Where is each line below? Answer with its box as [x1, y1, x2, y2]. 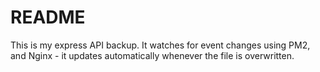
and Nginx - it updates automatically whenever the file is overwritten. [10, 49, 295, 61]
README [10, 6, 86, 29]
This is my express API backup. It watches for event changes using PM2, [10, 39, 311, 51]
